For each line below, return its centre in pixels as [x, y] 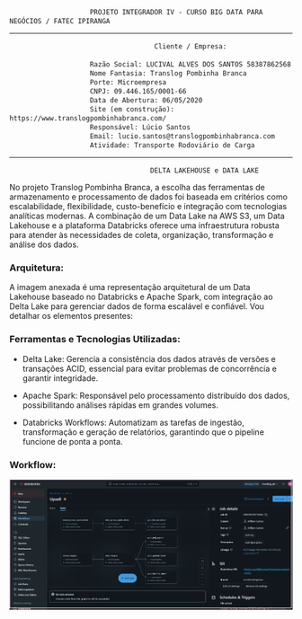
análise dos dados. [44, 244]
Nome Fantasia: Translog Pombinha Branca [168, 74]
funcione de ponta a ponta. [72, 441]
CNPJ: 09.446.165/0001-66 [138, 92]
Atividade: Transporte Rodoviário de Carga [172, 146]
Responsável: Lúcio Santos [140, 128]
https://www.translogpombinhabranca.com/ [88, 119]
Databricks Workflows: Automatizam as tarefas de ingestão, [133, 422]
